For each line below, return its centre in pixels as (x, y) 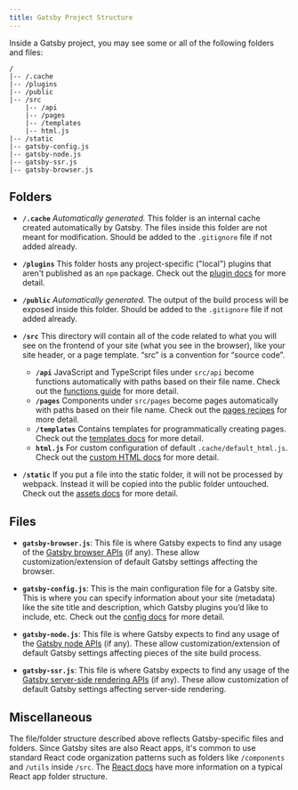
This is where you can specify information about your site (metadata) (149, 598)
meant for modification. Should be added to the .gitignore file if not (147, 238)
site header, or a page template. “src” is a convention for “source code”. (153, 355)
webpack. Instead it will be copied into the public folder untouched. (145, 484)
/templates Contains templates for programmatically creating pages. (161, 429)
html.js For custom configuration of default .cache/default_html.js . (161, 448)
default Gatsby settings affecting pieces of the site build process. (141, 653)
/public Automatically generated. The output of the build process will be (155, 300)
